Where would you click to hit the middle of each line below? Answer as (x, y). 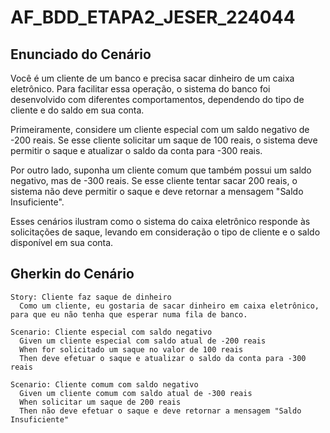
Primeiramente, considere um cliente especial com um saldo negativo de (160, 129)
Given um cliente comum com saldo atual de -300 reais (136, 393)
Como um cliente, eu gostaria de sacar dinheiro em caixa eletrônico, (169, 306)
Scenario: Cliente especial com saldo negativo (111, 332)
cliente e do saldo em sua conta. (77, 110)
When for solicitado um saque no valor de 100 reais (131, 349)
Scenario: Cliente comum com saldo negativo (104, 384)
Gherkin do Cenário (72, 274)
